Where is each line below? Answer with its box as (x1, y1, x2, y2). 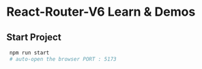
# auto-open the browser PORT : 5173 (9, 55, 117, 62)
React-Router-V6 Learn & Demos (6, 4, 196, 20)
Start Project (6, 31, 62, 43)
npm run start (9, 49, 50, 56)
